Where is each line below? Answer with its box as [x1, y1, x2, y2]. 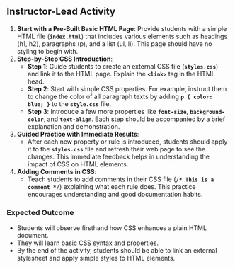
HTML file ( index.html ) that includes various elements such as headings [16, 32, 228, 40]
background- [190, 108, 226, 115]
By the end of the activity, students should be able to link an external [16, 246, 217, 255]
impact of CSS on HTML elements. [27, 159, 129, 168]
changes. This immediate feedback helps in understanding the [27, 152, 210, 161]
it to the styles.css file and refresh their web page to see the [27, 144, 206, 153]
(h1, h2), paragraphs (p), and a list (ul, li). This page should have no [16, 39, 212, 48]
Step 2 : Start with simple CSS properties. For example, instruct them [27, 84, 227, 93]
